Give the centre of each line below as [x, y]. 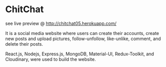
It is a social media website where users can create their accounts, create [82, 33]
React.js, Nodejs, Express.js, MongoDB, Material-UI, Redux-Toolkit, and [80, 54]
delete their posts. [24, 44]
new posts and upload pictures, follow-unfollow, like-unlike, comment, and [83, 39]
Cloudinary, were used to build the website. [51, 59]
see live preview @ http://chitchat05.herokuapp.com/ [61, 23]
